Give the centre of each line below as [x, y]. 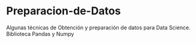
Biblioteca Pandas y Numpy [40, 33]
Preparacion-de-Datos [64, 11]
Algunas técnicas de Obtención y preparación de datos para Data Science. [98, 27]
